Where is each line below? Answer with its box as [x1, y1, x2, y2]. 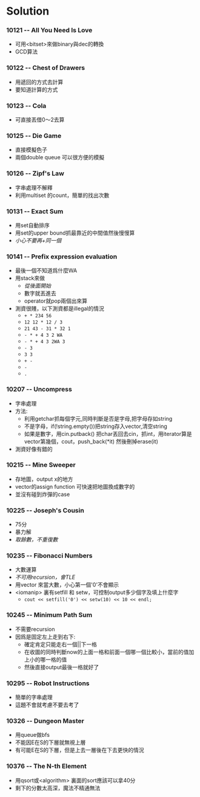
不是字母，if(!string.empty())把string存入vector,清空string [24, 423, 168, 430]
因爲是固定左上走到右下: [15, 633, 76, 640]
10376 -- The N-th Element [6, 762, 87, 770]
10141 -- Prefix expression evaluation [6, 252, 118, 261]
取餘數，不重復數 [15, 536, 58, 543]
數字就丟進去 [24, 290, 56, 297]
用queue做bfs [15, 731, 50, 739]
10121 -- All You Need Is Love [6, 26, 93, 35]
